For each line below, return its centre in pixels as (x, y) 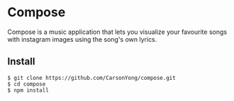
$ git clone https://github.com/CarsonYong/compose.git (91, 78)
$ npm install (28, 90)
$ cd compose (27, 84)
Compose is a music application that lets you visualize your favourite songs (117, 32)
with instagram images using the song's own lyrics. (82, 39)
